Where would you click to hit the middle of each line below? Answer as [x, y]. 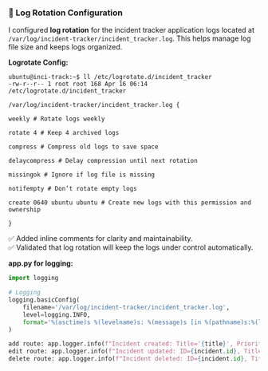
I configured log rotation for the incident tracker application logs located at [132, 30]
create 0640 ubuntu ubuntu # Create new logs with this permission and [130, 203]
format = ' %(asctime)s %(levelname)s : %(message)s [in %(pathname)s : [137, 322]
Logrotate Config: [38, 62]
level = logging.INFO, [57, 314]
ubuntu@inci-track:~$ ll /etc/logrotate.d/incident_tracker [110, 77]
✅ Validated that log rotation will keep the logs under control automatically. [131, 247]
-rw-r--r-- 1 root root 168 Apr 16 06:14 [78, 84]
